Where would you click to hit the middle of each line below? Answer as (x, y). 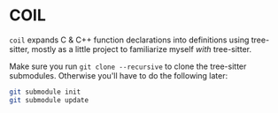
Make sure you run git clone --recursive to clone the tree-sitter (128, 66)
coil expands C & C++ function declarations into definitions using (129, 40)
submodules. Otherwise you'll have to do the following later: (119, 75)
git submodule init (45, 92)
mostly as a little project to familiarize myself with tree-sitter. (142, 49)
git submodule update (49, 100)
